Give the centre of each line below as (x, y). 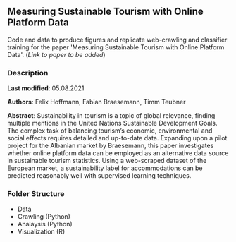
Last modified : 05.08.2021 (46, 88)
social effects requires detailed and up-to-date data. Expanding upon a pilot (117, 138)
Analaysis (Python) (45, 224)
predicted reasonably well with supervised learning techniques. (99, 176)
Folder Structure (36, 194)
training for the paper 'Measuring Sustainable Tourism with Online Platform (116, 47)
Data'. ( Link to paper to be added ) (56, 54)
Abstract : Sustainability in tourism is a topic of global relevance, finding (111, 116)
